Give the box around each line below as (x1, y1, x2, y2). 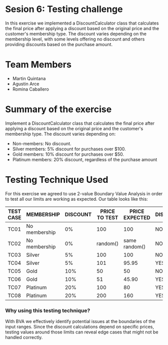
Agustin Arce (12, 81, 39, 87)
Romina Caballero (12, 86, 49, 92)
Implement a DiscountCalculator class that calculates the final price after (5, 120, 155, 126)
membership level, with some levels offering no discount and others (5, 36, 145, 42)
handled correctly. (5, 334, 43, 340)
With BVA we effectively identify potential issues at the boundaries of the (5, 318, 155, 324)
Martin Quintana (12, 75, 46, 81)
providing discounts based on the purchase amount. (5, 41, 113, 47)
